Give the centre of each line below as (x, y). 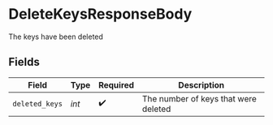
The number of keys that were (199, 98)
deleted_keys (38, 103)
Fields (24, 62)
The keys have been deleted (56, 37)
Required (117, 84)
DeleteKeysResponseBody (100, 14)
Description (201, 84)
